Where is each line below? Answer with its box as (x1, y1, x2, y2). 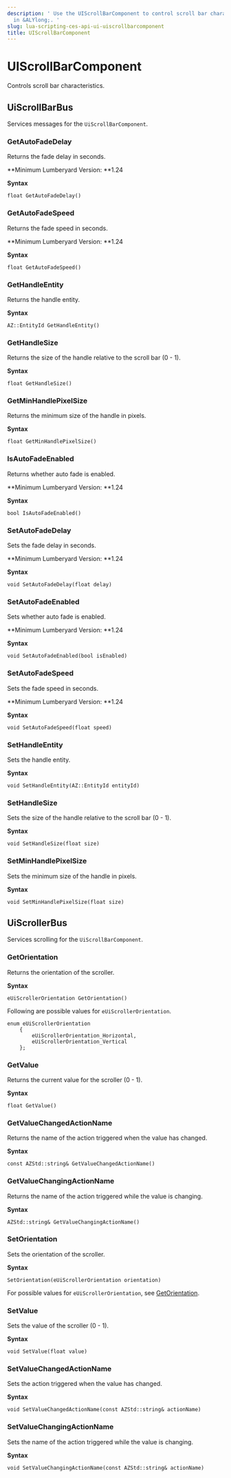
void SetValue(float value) (7, 1348, 88, 1355)
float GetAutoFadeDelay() (7, 192, 81, 199)
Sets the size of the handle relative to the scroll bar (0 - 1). (7, 814, 172, 822)
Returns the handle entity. (7, 295, 80, 303)
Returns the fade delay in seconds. (7, 153, 106, 161)
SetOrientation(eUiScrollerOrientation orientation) (7, 1277, 162, 1283)
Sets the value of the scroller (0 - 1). (7, 1321, 109, 1330)
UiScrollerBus (7, 917, 67, 929)
